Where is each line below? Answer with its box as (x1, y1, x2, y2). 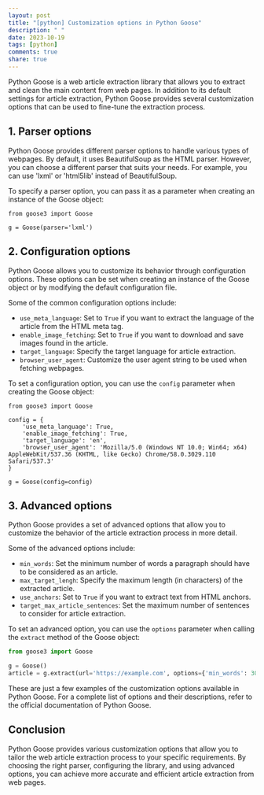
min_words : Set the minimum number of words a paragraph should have (19, 559, 250, 568)
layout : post (8, 11, 51, 20)
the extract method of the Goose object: (8, 633, 140, 642)
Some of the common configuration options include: (8, 298, 177, 307)
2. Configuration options (8, 245, 131, 258)
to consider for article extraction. (19, 609, 126, 619)
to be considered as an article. (19, 568, 119, 577)
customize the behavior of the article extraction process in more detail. (8, 528, 237, 538)
